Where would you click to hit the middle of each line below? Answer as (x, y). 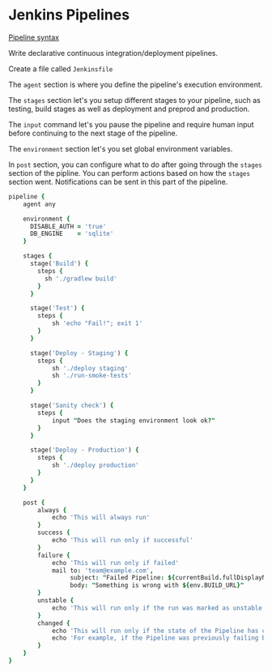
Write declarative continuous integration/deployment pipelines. (113, 53)
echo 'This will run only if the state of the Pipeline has (155, 631)
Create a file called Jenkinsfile (61, 68)
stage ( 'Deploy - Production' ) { (84, 450)
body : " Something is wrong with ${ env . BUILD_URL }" (157, 585)
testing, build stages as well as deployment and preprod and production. (129, 109)
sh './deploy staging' (90, 368)
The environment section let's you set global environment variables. (121, 148)
